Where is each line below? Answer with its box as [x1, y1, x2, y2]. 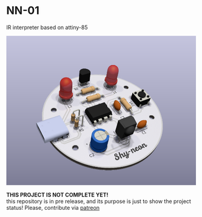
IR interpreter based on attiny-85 [6, 24, 88, 31]
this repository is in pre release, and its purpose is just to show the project [6, 198, 191, 205]
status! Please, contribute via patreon [6, 204, 100, 211]
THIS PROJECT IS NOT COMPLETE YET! [6, 191, 109, 198]
